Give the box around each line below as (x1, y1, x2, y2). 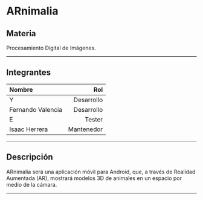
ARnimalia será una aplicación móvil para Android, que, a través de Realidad (6, 168, 196, 175)
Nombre (9, 85, 33, 94)
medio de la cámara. (6, 181, 57, 188)
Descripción (6, 152, 53, 163)
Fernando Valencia (9, 105, 62, 114)
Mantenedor (68, 125, 103, 134)
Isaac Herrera (9, 125, 48, 134)
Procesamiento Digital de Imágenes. (6, 44, 97, 51)
